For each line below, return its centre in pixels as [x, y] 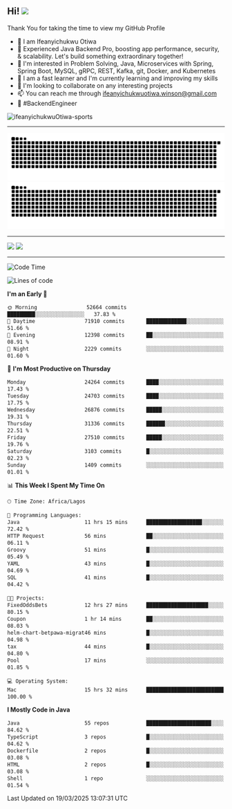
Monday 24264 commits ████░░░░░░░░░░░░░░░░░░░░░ [116, 382]
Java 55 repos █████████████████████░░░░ [116, 723]
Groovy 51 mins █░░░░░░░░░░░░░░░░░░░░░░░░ [116, 550]
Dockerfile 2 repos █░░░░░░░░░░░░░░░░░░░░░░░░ [116, 751]
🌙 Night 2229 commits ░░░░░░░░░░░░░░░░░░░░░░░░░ [116, 349]
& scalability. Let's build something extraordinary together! [100, 56]
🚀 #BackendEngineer [47, 103]
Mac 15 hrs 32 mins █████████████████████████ [116, 690]
